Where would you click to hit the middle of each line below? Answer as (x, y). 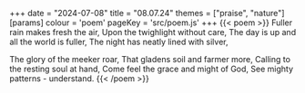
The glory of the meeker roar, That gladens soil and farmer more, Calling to (150, 59)
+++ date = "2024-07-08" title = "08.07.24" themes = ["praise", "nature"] (147, 13)
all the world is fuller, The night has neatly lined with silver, (119, 42)
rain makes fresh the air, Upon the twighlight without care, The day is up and (153, 32)
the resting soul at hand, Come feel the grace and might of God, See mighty (152, 69)
